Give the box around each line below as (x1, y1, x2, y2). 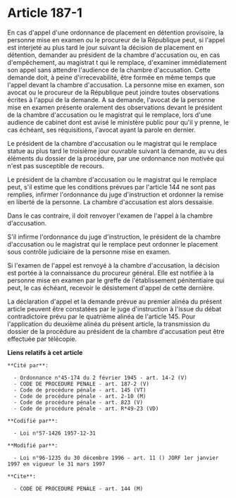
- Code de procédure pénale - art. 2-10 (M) (13, 392, 147, 399)
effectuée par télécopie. (7, 335, 77, 343)
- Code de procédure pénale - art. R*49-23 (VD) (13, 405, 159, 412)
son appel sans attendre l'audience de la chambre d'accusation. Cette (7, 66, 211, 74)
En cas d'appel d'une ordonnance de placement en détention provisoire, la (7, 28, 224, 37)
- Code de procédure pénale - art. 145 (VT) (13, 386, 147, 394)
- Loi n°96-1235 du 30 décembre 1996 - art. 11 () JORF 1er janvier (13, 454, 219, 461)
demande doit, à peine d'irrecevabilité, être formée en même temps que (7, 73, 216, 82)
